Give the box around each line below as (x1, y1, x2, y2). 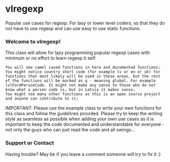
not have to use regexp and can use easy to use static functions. (5, 25, 141, 31)
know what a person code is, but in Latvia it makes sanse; (5, 87, 136, 92)
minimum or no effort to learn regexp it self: (5, 55, 97, 61)
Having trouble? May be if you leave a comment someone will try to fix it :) (5, 151, 161, 157)
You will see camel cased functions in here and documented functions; (5, 65, 160, 70)
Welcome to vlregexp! (5, 38, 61, 45)
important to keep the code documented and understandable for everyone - (5, 121, 164, 127)
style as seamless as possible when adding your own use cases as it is (5, 116, 154, 122)
